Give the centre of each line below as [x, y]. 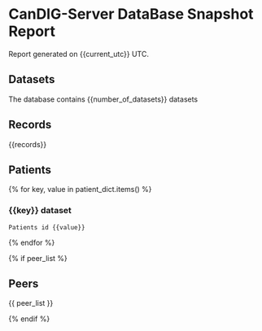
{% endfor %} [32, 242]
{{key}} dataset [40, 211]
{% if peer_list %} [38, 258]
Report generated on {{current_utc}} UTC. [79, 54]
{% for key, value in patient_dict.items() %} [80, 189]
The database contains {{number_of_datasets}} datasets [103, 99]
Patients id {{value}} [47, 227]
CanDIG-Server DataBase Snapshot [131, 14]
